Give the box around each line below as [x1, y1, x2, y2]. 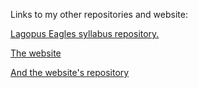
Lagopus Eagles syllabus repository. [10, 28, 160, 39]
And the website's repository [10, 67, 130, 78]
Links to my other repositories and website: [10, 9, 188, 20]
